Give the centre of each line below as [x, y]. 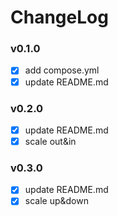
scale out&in [50, 141]
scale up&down [56, 201]
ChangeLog [59, 17]
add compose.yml [62, 70]
